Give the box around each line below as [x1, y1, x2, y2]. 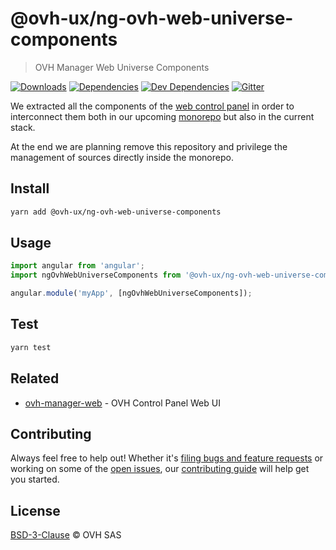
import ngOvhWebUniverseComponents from [10, 270, 182, 281]
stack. [10, 121, 36, 133]
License [10, 502, 61, 519]
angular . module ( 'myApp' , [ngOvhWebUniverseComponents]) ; [10, 288, 253, 299]
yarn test [10, 342, 52, 352]
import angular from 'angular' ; [10, 261, 145, 271]
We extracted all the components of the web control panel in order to [10, 100, 295, 112]
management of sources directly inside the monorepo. [10, 151, 234, 163]
